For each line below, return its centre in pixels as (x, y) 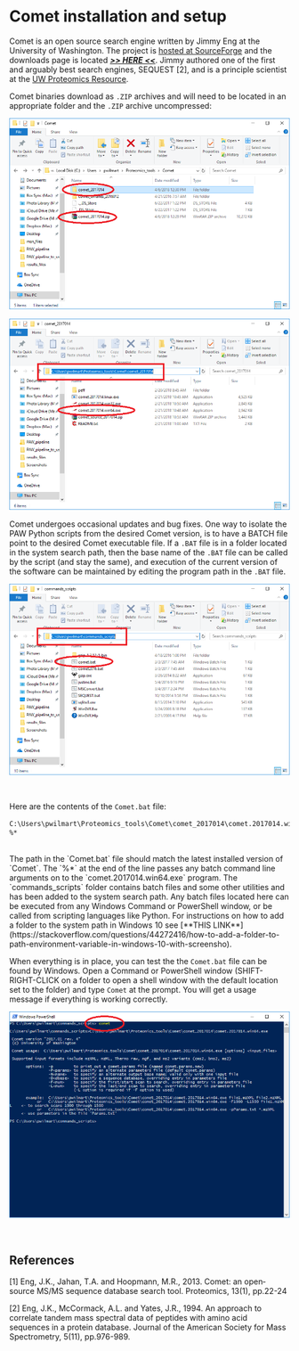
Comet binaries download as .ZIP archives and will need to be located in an (148, 96)
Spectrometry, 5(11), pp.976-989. (70, 1337)
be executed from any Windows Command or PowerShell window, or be (141, 905)
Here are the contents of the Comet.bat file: (88, 806)
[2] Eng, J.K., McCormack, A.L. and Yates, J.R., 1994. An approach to (136, 1308)
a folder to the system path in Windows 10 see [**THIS (110, 925)
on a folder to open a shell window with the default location (170, 980)
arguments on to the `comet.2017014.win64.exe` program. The (124, 877)
